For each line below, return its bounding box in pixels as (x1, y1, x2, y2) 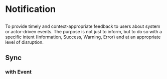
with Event (5, 68, 32, 75)
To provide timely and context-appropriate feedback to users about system (5, 23, 160, 29)
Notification (5, 3, 56, 15)
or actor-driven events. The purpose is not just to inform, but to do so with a (5, 28, 162, 34)
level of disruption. (5, 39, 44, 45)
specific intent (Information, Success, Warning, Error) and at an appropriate (5, 34, 161, 40)
